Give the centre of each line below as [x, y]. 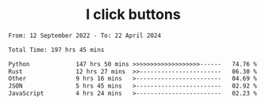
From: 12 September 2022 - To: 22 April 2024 [84, 36]
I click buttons [133, 15]
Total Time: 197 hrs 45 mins [56, 50]
